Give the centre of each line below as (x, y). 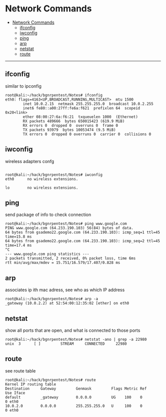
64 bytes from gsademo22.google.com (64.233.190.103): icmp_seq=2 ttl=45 (83, 241)
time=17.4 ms (19, 246)
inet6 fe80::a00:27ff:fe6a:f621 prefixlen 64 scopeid (82, 108)
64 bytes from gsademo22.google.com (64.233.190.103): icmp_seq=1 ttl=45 (83, 233)
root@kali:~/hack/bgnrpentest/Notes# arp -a (52, 299)
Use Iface (15, 393)
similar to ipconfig (23, 86)
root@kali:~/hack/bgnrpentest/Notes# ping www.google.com (66, 224)
